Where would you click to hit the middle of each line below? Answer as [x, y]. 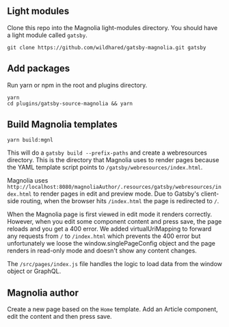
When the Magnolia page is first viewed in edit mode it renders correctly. [110, 214]
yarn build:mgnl [30, 140]
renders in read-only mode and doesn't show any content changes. [102, 251]
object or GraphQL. [34, 271]
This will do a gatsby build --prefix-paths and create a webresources [107, 153]
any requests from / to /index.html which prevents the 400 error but [104, 236]
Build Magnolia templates [63, 125]
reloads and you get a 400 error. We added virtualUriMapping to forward [109, 229]
